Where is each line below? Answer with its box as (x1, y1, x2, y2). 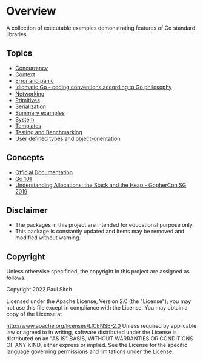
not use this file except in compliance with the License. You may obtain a (6, 304, 188, 311)
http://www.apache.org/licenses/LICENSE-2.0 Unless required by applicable (6, 322, 197, 330)
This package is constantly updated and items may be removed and (15, 228, 185, 235)
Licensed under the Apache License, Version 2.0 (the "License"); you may (6, 298, 191, 305)
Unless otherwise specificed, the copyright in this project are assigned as (6, 268, 190, 275)
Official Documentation (15, 168, 73, 176)
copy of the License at (6, 310, 62, 318)
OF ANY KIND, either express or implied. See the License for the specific (6, 342, 188, 349)
